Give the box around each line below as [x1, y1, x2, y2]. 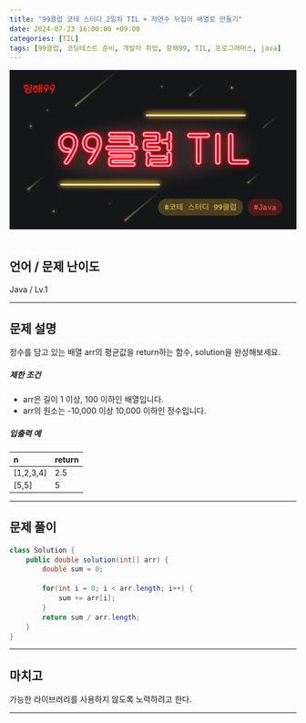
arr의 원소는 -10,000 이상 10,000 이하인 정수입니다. [22, 405, 207, 416]
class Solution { [9, 545, 76, 555]
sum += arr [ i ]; [57, 594, 117, 603]
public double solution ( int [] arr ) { [25, 555, 169, 565]
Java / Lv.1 [9, 283, 48, 295]
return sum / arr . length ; [42, 613, 141, 622]
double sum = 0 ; [42, 565, 104, 574]
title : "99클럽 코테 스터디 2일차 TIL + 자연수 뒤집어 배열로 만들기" [9, 15, 243, 24]
